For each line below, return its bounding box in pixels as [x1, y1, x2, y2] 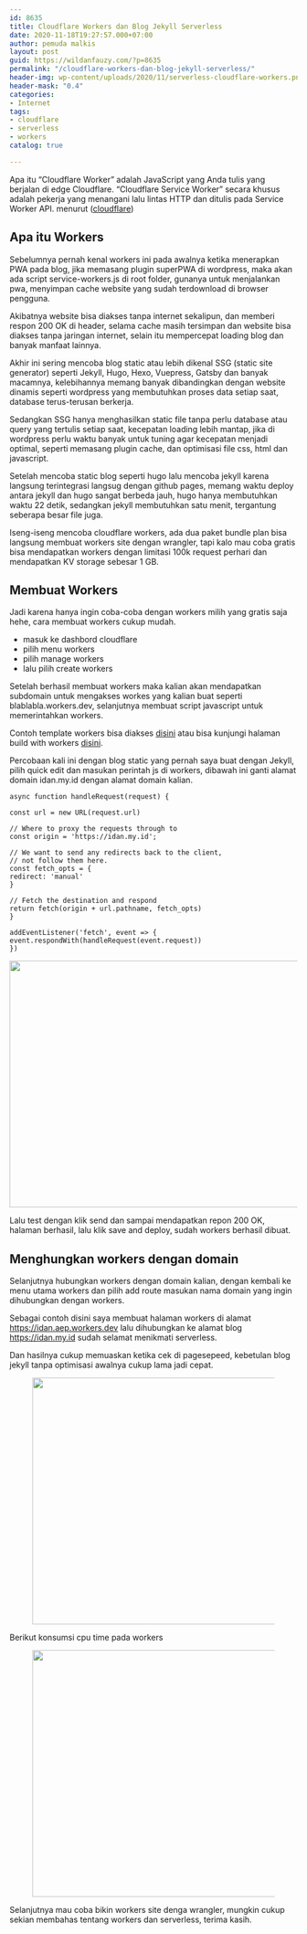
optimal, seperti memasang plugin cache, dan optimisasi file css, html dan [9, 442, 288, 453]
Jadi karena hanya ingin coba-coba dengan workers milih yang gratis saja [9, 607, 288, 618]
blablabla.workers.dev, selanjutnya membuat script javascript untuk [9, 700, 263, 711]
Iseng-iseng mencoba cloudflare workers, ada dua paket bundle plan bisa [9, 526, 288, 537]
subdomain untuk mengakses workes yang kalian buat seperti [9, 691, 243, 702]
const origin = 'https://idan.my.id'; [9, 833, 157, 842]
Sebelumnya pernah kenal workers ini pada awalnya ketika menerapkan [9, 253, 280, 265]
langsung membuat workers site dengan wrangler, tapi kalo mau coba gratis [9, 537, 296, 547]
